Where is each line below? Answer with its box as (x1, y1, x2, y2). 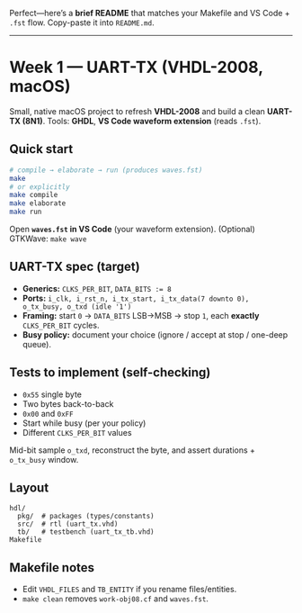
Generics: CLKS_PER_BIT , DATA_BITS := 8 (22, 283, 173, 293)
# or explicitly (9, 182, 70, 192)
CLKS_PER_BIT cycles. (22, 320, 100, 330)
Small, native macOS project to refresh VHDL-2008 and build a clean (9, 105, 265, 116)
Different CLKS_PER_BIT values (22, 427, 132, 437)
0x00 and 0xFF (22, 408, 74, 419)
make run (9, 207, 42, 217)
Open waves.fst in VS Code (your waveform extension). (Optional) (9, 224, 256, 234)
